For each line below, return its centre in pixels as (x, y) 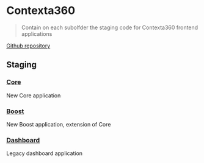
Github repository (28, 46)
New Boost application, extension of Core (59, 124)
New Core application (34, 95)
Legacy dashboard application (45, 153)
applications (37, 33)
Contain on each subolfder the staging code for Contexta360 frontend (110, 27)
